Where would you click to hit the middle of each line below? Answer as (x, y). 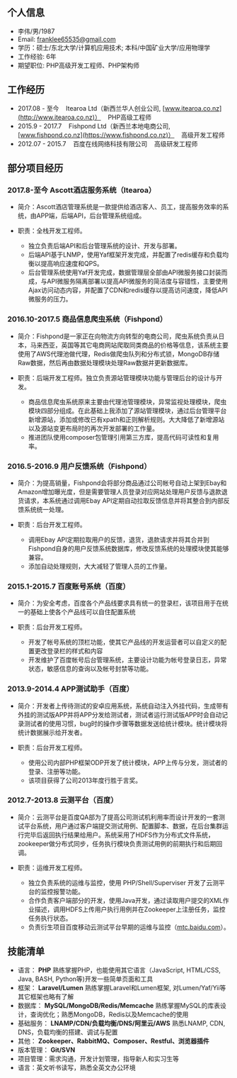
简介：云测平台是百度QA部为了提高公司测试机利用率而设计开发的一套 (118, 817)
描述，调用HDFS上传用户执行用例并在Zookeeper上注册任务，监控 (130, 909)
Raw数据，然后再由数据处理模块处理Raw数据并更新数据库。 (105, 362)
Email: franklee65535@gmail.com (67, 39)
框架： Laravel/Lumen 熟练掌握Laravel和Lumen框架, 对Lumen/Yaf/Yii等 (122, 987)
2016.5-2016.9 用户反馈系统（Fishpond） (79, 466)
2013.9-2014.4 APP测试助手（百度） (71, 689)
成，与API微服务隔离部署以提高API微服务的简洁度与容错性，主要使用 (128, 282)
